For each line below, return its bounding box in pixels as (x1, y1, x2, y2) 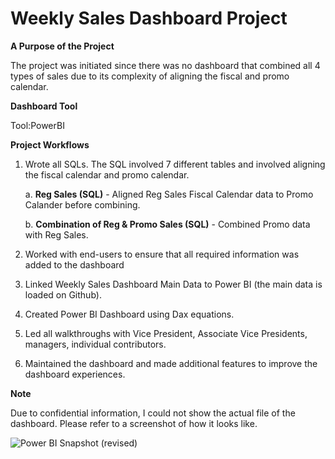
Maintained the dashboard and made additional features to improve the (24, 357, 318, 369)
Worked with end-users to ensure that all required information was (24, 248, 300, 260)
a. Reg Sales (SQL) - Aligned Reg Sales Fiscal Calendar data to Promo (24, 188, 314, 200)
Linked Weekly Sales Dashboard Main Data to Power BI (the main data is (24, 278, 323, 290)
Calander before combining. (24, 198, 141, 211)
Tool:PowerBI (10, 119, 65, 131)
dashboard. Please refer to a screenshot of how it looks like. (10, 417, 258, 429)
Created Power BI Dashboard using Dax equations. (24, 308, 235, 320)
